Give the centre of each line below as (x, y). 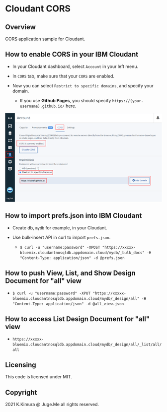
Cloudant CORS (38, 9)
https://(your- (128, 101)
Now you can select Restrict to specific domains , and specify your (83, 85)
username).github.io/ (42, 106)
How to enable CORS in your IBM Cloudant (72, 54)
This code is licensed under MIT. (39, 377)
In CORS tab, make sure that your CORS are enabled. (63, 76)
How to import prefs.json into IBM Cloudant (74, 216)
